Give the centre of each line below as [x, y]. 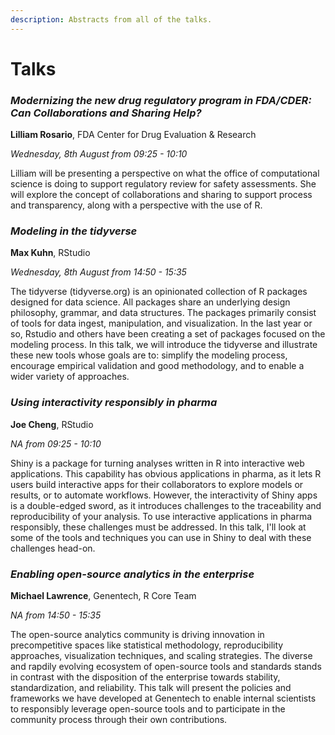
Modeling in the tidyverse [74, 231]
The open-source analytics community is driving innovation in [137, 634]
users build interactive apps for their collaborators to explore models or [157, 484]
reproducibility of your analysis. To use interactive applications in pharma [161, 516]
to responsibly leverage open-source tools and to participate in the [148, 709]
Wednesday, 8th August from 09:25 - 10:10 [99, 154]
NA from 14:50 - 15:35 [56, 615]
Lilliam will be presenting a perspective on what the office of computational [165, 173]
